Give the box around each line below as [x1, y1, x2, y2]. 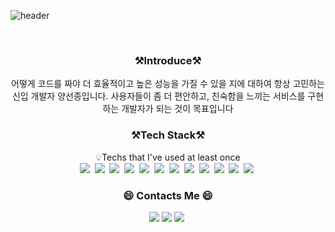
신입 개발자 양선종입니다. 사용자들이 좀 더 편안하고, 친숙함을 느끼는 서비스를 [11, 90, 306, 102]
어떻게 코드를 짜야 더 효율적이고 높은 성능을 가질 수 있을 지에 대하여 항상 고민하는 [11, 78, 325, 90]
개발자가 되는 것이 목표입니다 [121, 103, 234, 115]
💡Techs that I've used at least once [95, 151, 241, 163]
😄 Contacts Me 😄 [123, 188, 213, 202]
